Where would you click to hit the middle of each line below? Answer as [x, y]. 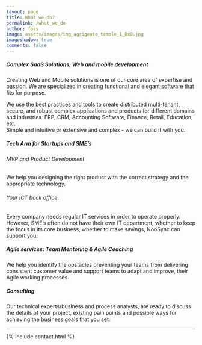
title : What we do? [31, 17]
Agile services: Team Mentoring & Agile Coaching [70, 249]
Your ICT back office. [32, 198]
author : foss [23, 29]
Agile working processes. [38, 277]
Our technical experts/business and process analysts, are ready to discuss [99, 306]
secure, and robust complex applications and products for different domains [100, 110]
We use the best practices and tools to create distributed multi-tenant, [93, 104]
